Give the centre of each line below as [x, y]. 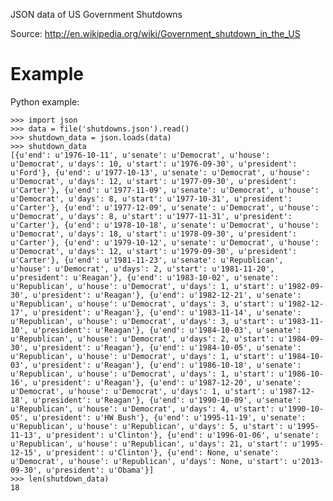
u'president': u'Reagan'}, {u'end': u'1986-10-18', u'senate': [167, 365]
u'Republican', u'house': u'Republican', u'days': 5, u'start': [147, 426]
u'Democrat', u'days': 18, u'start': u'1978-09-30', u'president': [154, 234]
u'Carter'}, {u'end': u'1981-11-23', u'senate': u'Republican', [147, 260]
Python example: [45, 101]
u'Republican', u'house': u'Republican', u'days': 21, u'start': [149, 444]
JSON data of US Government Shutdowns [96, 14]
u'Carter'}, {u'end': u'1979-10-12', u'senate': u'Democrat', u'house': [165, 242]
